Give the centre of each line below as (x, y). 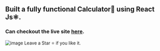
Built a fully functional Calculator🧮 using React (80, 9)
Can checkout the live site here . (45, 32)
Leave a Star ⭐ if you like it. (53, 43)
